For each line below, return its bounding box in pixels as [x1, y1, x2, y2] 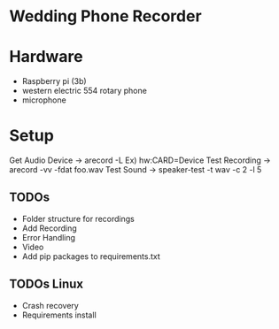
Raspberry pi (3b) [21, 76, 87, 87]
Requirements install [21, 310, 97, 320]
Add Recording [21, 223, 77, 233]
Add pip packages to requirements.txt [21, 250, 161, 262]
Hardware [9, 47, 83, 67]
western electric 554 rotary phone [21, 86, 148, 96]
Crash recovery [21, 300, 80, 310]
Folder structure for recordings [21, 213, 135, 224]
